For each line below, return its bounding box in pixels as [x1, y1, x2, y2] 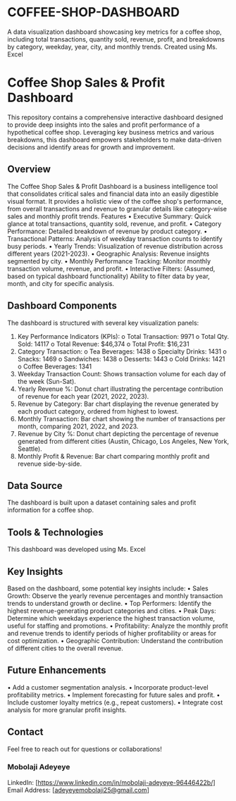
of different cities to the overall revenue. [7, 644, 123, 652]
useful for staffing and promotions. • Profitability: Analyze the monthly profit [7, 621, 228, 630]
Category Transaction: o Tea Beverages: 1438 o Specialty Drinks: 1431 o [17, 347, 227, 356]
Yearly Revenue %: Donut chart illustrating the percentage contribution [17, 385, 223, 393]
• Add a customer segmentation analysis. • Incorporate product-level [7, 683, 209, 691]
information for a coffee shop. [7, 506, 94, 514]
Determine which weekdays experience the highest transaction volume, [7, 614, 216, 622]
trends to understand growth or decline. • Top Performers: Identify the [7, 599, 212, 607]
